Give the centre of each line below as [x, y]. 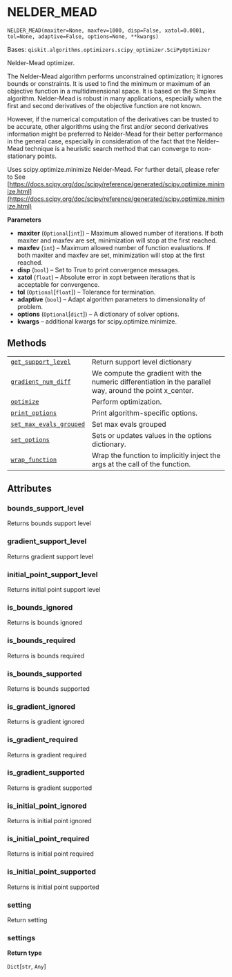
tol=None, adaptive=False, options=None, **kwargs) [83, 36]
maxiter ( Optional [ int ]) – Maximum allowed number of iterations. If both [120, 233]
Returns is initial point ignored [49, 821]
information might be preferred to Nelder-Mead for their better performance [115, 134]
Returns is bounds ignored [45, 623]
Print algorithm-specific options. [145, 413]
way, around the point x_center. [143, 390]
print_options [34, 413]
